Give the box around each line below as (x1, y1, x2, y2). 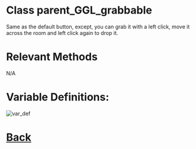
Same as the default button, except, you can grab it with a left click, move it (6, 23, 190, 30)
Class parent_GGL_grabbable (6, 4, 152, 17)
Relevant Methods (6, 50, 98, 64)
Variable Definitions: (6, 90, 110, 104)
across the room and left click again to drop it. (6, 29, 118, 36)
